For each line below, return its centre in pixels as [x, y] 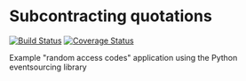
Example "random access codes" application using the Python [123, 57]
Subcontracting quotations [111, 16]
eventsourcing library [48, 67]
